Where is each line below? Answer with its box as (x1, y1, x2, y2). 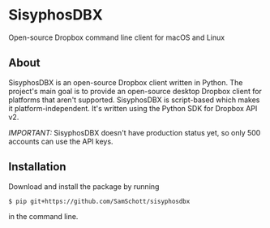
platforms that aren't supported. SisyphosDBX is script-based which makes (8, 95, 260, 105)
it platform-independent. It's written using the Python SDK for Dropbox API (8, 103, 258, 113)
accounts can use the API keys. (8, 136, 114, 146)
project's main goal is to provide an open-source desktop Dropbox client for (8, 86, 262, 96)
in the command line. (8, 211, 79, 221)
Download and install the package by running (8, 181, 160, 191)
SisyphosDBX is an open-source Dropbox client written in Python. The (8, 77, 243, 87)
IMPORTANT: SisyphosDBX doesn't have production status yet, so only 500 (8, 127, 261, 137)
